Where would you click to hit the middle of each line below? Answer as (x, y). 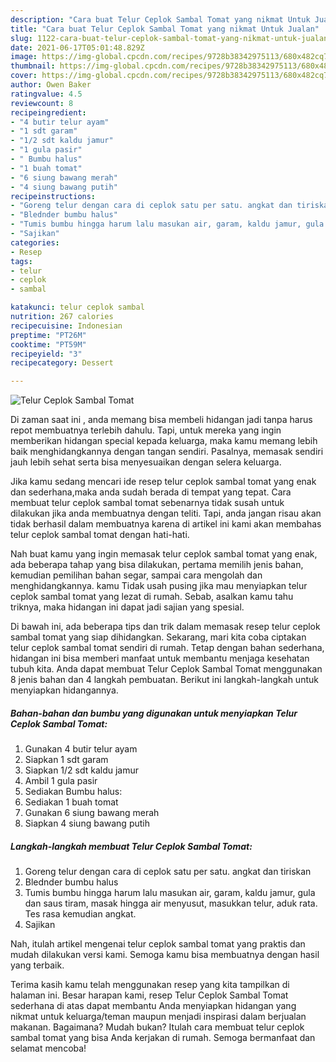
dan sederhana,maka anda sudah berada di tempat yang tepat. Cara (151, 492)
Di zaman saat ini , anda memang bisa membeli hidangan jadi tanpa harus (161, 420)
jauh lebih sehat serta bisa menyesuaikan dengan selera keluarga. (146, 462)
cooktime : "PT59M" (48, 344)
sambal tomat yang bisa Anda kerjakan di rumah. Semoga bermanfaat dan (163, 1038)
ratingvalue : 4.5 (46, 94)
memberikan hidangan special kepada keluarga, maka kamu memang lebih (164, 441)
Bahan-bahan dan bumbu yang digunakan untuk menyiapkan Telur (154, 713)
